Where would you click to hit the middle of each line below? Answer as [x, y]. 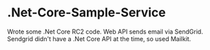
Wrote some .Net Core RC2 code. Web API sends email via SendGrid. [105, 32]
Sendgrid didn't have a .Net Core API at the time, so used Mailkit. [99, 38]
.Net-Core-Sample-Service [87, 13]
